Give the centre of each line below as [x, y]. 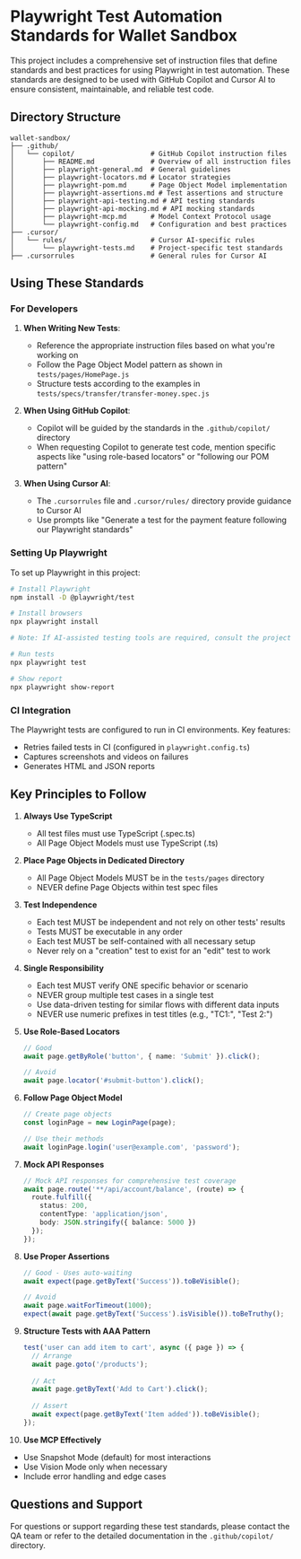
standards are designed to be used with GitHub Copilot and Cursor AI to [143, 79]
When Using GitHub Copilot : [77, 411]
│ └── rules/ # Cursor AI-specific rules [133, 240]
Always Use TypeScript [68, 816]
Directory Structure [66, 117]
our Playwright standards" [85, 530]
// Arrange [52, 1356]
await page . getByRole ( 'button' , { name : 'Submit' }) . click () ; [142, 1056]
